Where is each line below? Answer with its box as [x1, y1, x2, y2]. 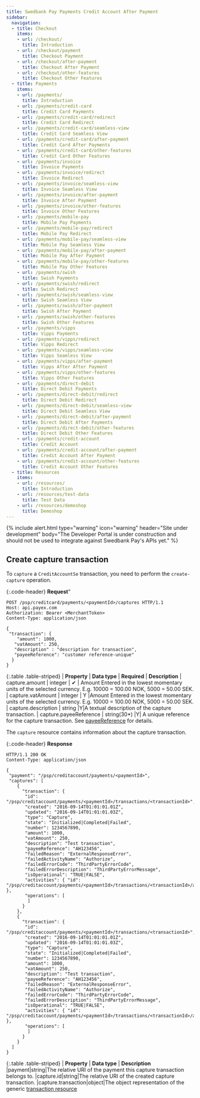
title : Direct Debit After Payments [21, 419, 113, 425]
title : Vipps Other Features [21, 375, 95, 381]
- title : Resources [11, 469, 60, 475]
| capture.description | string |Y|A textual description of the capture [6, 705, 171, 712]
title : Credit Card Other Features [21, 153, 111, 159]
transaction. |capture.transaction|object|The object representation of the [6, 1079, 185, 1086]
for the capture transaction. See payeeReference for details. [6, 717, 154, 724]
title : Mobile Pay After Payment [21, 253, 105, 259]
